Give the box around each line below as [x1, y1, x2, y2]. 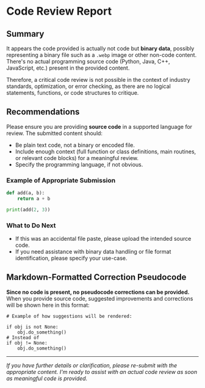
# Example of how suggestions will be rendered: [6, 313, 132, 319]
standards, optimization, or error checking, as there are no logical [6, 82, 171, 90]
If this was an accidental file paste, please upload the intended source [15, 235, 192, 243]
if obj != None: [6, 340, 48, 346]
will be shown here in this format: [6, 301, 90, 309]
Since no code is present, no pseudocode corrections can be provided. [6, 288, 190, 296]
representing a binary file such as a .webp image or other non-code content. [6, 51, 197, 59]
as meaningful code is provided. [6, 375, 88, 382]
